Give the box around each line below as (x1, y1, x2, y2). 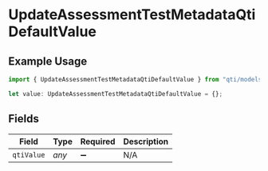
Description (123, 136, 169, 147)
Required (80, 136, 116, 147)
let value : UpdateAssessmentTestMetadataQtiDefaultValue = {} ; (8, 89, 223, 97)
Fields (8, 112, 40, 125)
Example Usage (8, 54, 88, 68)
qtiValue (12, 150, 45, 159)
